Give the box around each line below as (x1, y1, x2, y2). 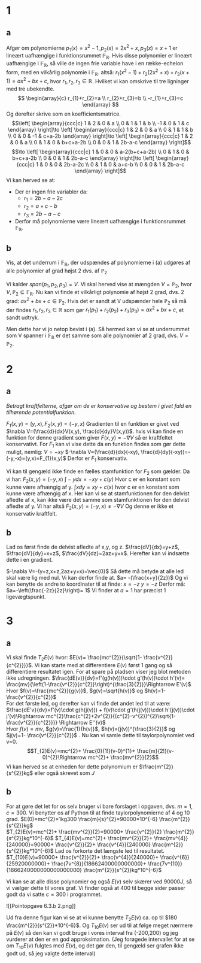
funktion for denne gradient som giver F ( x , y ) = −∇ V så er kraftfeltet (6, 434, 173, 441)
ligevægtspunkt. (6, 593, 46, 601)
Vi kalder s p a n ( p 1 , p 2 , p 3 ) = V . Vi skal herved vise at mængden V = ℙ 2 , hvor (6, 280, 193, 289)
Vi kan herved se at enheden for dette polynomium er (6, 763, 138, 770)
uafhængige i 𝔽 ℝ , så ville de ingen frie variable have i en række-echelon (6, 60, 184, 69)
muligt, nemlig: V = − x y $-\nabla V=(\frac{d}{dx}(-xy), (6, 449, 139, 456)
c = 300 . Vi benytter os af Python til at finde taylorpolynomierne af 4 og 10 (6, 809, 190, 816)
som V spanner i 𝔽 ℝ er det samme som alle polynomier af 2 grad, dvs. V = (6, 332, 188, 340)
